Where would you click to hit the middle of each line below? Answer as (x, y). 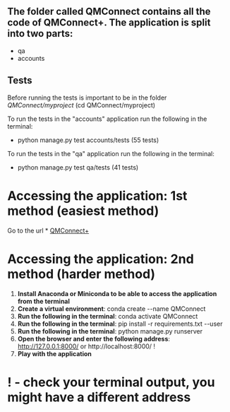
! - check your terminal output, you (111, 382)
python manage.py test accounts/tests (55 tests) (88, 140)
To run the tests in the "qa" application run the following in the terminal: (111, 153)
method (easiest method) (83, 211)
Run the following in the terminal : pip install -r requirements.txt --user (120, 324)
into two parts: (40, 34)
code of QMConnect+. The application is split (109, 23)
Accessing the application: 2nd (101, 259)
